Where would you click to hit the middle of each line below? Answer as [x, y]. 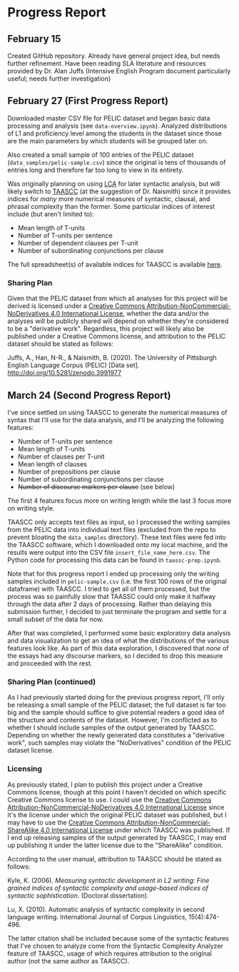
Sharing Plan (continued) [52, 682]
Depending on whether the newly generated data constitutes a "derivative [116, 735]
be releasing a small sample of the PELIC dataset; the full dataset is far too [117, 705]
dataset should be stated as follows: [61, 344]
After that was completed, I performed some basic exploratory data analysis [119, 633]
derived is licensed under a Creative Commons [76, 306]
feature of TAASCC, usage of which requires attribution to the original [110, 953]
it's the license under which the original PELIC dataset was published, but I [117, 814]
